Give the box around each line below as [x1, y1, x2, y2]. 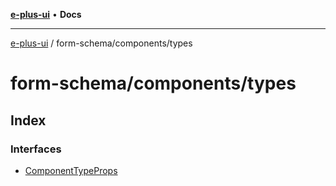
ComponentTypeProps [24, 164, 118, 176]
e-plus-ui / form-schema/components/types [10, 37, 193, 49]
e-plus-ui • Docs [10, 9, 82, 20]
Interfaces [10, 142, 62, 156]
